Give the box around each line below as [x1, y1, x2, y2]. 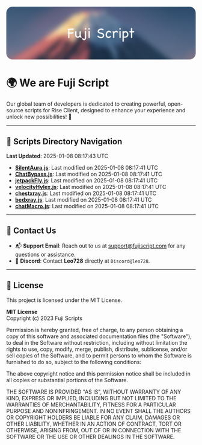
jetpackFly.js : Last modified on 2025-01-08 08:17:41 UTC [14, 177, 158, 184]
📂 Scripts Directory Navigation [6, 136, 123, 147]
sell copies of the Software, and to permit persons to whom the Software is [6, 351, 192, 359]
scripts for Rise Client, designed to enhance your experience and [25, 107, 186, 114]
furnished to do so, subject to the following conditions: [6, 358, 141, 365]
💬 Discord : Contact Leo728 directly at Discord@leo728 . [14, 257, 150, 264]
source [6, 107, 24, 114]
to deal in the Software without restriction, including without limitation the [6, 339, 188, 346]
